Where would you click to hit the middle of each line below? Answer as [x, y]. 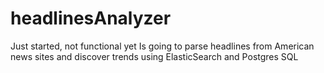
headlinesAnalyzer [91, 18]
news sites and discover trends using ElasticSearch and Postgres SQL [154, 56]
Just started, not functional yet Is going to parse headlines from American [162, 46]
